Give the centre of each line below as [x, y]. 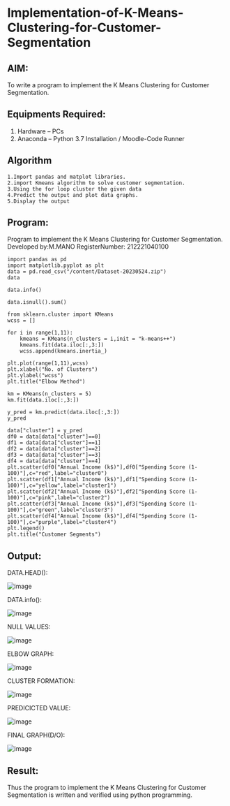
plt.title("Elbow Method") [46, 382]
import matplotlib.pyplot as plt [56, 266]
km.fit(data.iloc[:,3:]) [43, 400]
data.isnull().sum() [37, 302]
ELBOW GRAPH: [31, 654]
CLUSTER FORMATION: [41, 681]
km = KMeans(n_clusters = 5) [49, 394]
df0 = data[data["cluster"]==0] [54, 437]
